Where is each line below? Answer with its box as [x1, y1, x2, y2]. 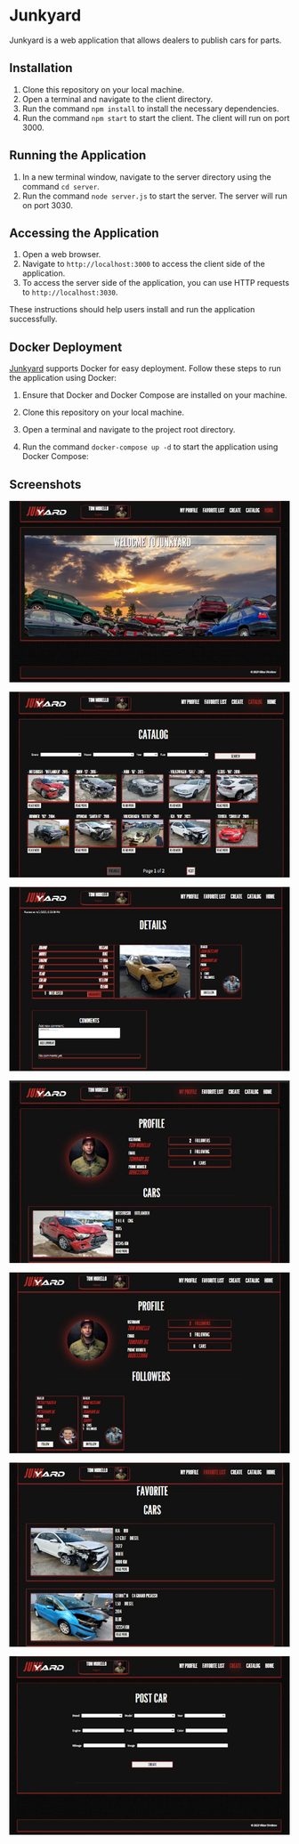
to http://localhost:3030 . [21, 287, 118, 298]
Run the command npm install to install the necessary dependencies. [21, 103, 279, 114]
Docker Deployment [9, 339, 123, 354]
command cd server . [21, 181, 100, 191]
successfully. [9, 313, 58, 325]
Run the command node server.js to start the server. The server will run [21, 190, 287, 201]
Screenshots [9, 477, 82, 492]
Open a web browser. [21, 249, 101, 260]
